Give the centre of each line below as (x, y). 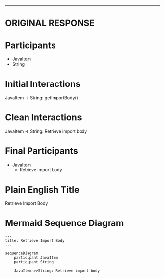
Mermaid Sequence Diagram (65, 223)
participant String (34, 262)
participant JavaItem (36, 258)
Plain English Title (42, 190)
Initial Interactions (43, 84)
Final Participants (42, 151)
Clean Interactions (43, 118)
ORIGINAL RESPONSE (50, 23)
